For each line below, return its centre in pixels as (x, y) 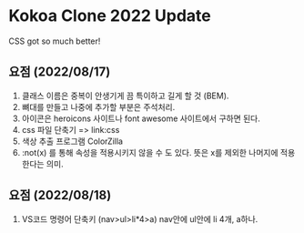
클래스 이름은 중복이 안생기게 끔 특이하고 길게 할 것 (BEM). (125, 96)
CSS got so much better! (55, 41)
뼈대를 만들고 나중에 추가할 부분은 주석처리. (98, 106)
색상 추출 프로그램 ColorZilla (72, 141)
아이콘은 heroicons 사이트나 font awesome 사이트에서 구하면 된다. (141, 118)
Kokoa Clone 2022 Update (110, 16)
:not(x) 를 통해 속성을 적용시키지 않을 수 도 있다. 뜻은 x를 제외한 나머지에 (150, 152)
